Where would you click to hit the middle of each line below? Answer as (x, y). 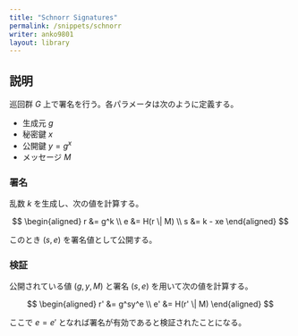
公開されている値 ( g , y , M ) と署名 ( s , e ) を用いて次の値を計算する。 (131, 286)
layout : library (39, 42)
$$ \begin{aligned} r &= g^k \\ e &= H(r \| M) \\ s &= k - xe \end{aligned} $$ (150, 222)
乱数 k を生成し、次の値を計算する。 (77, 204)
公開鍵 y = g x (47, 145)
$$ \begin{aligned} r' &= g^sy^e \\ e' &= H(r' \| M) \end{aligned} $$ (150, 304)
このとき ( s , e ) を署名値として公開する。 (83, 240)
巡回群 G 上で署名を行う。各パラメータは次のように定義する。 (124, 105)
